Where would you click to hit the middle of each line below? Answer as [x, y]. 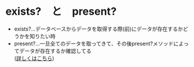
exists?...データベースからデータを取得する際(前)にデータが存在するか [98, 29]
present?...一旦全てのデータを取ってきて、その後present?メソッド [94, 43]
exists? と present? [61, 11]
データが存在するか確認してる [55, 51]
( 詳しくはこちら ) [34, 58]
